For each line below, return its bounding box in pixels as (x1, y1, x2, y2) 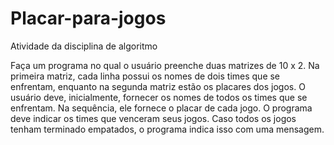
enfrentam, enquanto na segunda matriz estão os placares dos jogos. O (10, 80, 306, 92)
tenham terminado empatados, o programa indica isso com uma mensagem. (10, 123, 325, 135)
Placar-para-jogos (10, 7, 167, 30)
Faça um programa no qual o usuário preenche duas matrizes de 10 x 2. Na (10, 59, 320, 71)
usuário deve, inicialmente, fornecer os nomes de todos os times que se (10, 91, 308, 103)
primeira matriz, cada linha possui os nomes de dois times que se (10, 70, 281, 82)
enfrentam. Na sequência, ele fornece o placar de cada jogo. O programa (10, 102, 313, 114)
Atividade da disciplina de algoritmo (10, 40, 158, 52)
